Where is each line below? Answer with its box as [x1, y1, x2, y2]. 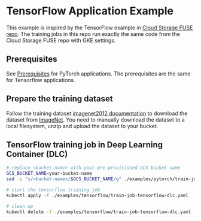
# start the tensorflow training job [6, 187, 100, 193]
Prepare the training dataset [6, 94, 113, 104]
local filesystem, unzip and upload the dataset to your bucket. [6, 122, 159, 129]
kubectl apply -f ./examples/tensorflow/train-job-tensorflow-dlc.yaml [6, 192, 188, 198]
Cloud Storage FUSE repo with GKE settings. [6, 37, 116, 44]
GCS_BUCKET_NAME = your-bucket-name [6, 171, 93, 177]
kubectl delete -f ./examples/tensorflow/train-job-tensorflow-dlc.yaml [6, 208, 191, 215]
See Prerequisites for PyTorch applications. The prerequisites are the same [6, 70, 191, 77]
